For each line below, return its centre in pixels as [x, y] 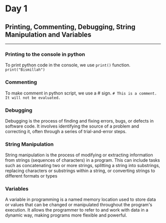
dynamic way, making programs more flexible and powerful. [66, 215]
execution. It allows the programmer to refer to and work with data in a [77, 210]
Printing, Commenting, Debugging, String [70, 27]
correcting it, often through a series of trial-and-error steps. [66, 131]
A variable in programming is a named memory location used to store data [81, 200]
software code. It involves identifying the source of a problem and [72, 126]
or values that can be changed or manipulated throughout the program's [79, 205]
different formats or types [31, 176]
